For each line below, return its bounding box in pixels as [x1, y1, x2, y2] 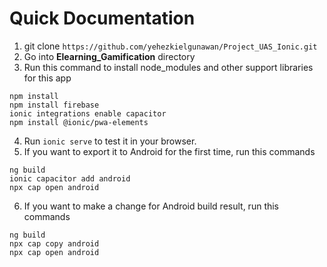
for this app [23, 72, 72, 84]
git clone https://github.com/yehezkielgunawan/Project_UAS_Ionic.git [23, 40, 318, 52]
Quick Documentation [9, 7, 196, 30]
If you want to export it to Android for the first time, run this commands [23, 145, 316, 157]
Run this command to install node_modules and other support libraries [23, 61, 314, 73]
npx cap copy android [9, 238, 100, 249]
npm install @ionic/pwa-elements [9, 117, 149, 127]
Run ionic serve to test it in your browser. [23, 135, 197, 147]
